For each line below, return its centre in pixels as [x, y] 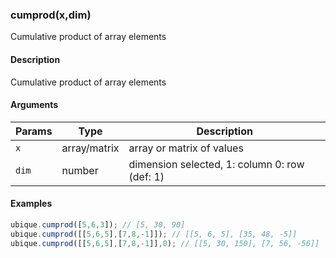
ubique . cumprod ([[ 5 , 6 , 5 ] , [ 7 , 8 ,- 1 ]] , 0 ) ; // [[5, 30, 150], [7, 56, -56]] [165, 243]
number [80, 170]
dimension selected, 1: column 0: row [216, 164]
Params [34, 131]
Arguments [34, 105]
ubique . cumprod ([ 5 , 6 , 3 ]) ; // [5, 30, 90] [98, 224]
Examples [31, 204]
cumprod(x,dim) [51, 15]
